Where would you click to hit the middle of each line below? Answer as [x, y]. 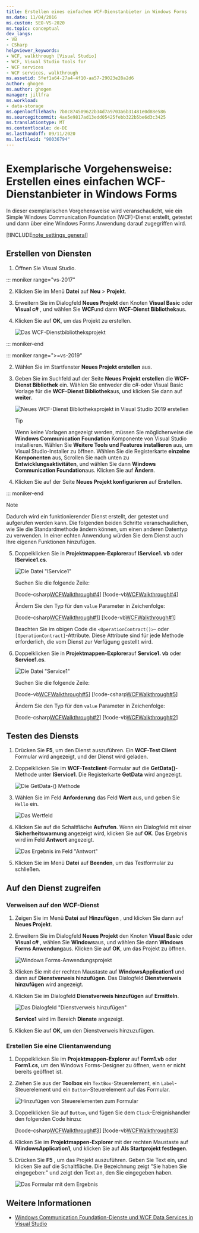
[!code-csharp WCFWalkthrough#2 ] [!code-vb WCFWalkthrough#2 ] [96, 717]
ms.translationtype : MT [36, 123]
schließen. [27, 869]
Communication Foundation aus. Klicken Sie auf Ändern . [85, 470]
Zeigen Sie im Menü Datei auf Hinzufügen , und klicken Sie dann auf [99, 918]
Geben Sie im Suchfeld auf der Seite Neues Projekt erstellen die [94, 378]
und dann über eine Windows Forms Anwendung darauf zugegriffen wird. [96, 223]
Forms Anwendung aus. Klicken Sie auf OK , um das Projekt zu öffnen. [100, 948]
